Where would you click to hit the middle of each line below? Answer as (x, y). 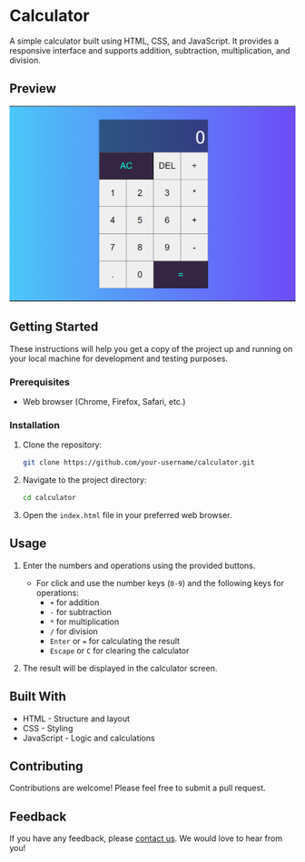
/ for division (74, 631)
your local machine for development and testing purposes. (119, 358)
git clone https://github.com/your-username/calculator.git (138, 463)
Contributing (46, 766)
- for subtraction (80, 612)
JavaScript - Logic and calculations (89, 738)
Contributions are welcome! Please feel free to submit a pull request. (138, 788)
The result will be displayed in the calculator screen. (120, 668)
